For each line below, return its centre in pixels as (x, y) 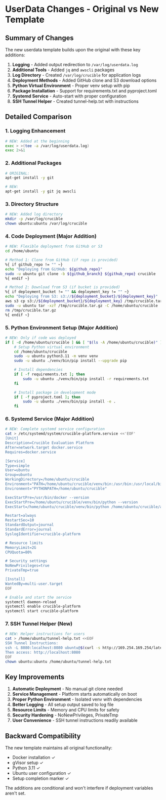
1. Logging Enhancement (35, 131)
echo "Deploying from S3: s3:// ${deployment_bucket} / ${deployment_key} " (82, 297)
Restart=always (21, 516)
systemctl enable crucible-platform (43, 607)
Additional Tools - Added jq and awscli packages (63, 70)
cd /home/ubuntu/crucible (41, 352)
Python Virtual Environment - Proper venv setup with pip (71, 86)
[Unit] (12, 439)
